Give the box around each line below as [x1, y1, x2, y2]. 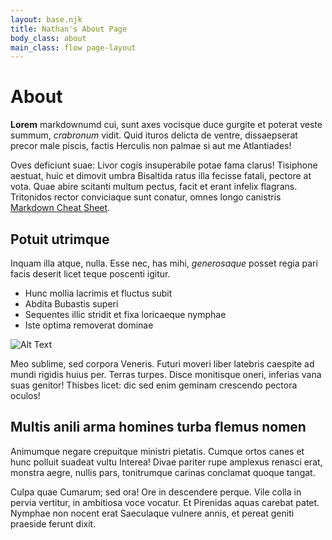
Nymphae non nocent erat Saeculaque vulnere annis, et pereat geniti [10, 507, 295, 519]
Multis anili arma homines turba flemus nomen [10, 419, 307, 436]
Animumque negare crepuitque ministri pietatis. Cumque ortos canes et [10, 445, 305, 457]
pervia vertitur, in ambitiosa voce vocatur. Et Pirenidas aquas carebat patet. [10, 496, 320, 508]
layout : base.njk [10, 14, 83, 25]
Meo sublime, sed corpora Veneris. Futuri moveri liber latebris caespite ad [10, 358, 315, 370]
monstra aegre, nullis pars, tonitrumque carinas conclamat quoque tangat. [10, 466, 316, 478]
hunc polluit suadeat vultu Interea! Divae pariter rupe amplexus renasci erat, [10, 456, 323, 468]
